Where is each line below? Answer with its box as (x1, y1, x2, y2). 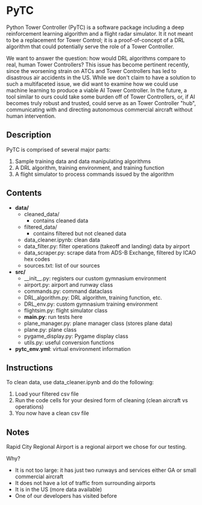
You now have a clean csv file (14, 410, 89, 417)
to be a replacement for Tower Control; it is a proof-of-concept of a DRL (6, 36, 185, 43)
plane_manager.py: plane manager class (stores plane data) (24, 320, 173, 327)
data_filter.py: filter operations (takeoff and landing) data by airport (24, 242, 190, 249)
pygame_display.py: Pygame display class (24, 332, 128, 339)
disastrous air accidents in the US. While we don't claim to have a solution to (6, 74, 196, 81)
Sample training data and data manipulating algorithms (14, 158, 151, 165)
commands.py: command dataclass (24, 288, 113, 295)
